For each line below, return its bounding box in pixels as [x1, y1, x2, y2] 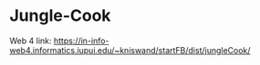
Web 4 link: [9, 35, 52, 46]
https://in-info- [53, 35, 109, 46]
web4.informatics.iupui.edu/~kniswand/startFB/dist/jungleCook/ [9, 44, 251, 55]
